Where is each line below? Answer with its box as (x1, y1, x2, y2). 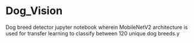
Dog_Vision (5, 4, 63, 18)
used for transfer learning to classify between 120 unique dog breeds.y (5, 29, 180, 37)
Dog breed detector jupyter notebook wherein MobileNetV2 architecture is (5, 24, 188, 31)
